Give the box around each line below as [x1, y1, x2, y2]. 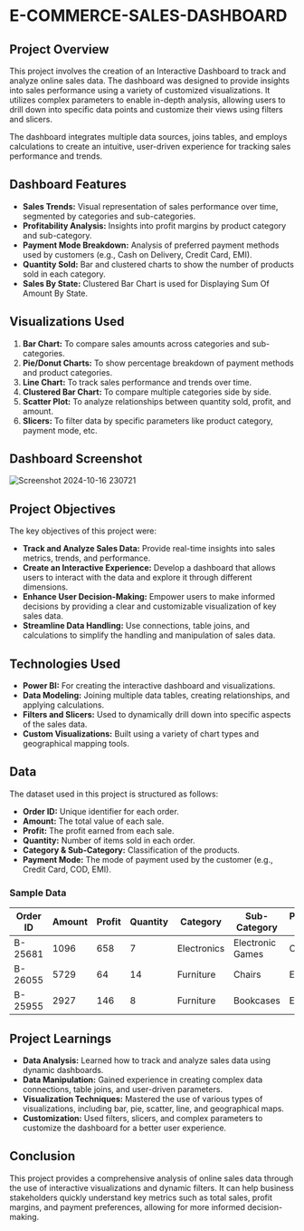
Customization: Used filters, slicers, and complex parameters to [22, 1112, 263, 1123]
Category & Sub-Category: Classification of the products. [22, 845, 240, 855]
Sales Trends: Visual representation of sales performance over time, [22, 200, 279, 211]
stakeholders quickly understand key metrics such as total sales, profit [9, 1192, 273, 1203]
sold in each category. [22, 269, 106, 279]
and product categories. [22, 366, 113, 377]
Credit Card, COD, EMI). [22, 864, 111, 874]
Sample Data [9, 886, 67, 899]
